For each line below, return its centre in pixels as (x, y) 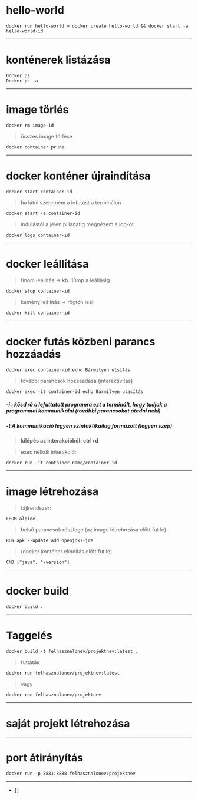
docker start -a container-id (43, 213)
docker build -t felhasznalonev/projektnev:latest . (72, 651)
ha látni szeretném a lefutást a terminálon (71, 202)
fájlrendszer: (36, 508)
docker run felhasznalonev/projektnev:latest (63, 673)
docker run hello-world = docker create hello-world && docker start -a (97, 26)
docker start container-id (39, 192)
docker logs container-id (38, 235)
